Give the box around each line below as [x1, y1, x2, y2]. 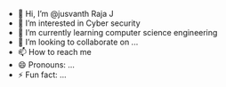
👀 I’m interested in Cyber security [17, 18, 141, 28]
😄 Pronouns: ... [17, 59, 76, 70]
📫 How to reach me [17, 47, 92, 57]
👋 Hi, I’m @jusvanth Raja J [17, 9, 114, 19]
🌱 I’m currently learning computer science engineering [17, 28, 218, 37]
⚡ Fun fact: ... [17, 69, 67, 80]
